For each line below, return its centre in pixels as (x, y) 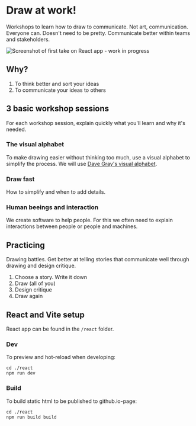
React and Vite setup (45, 315)
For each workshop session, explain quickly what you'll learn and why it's (96, 123)
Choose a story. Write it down (51, 277)
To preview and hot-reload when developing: (61, 357)
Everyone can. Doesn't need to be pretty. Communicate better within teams (98, 33)
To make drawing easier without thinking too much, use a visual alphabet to (98, 157)
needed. (16, 129)
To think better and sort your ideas (57, 84)
